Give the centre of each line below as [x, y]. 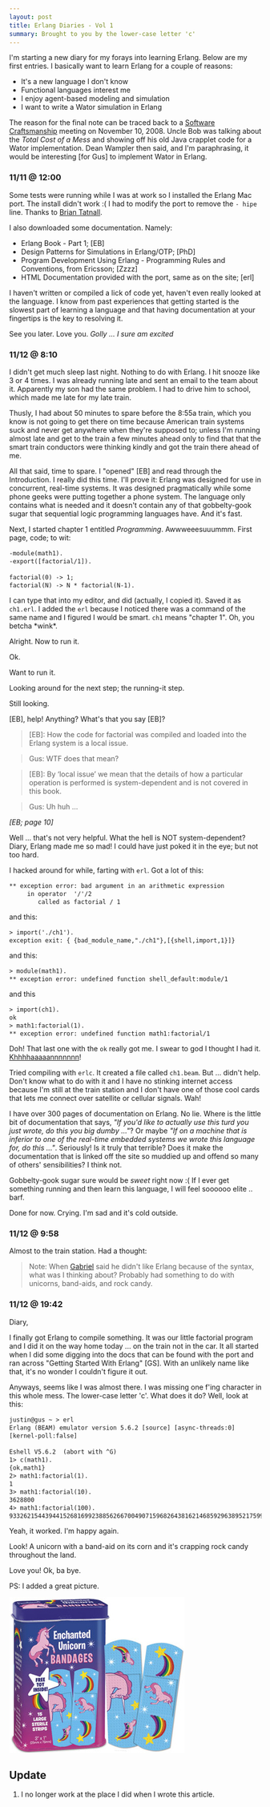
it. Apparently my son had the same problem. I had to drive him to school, [130, 389]
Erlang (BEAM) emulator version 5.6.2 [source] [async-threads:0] [122, 1428]
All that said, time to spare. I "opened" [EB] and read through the [116, 471]
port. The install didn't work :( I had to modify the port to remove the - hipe [133, 204]
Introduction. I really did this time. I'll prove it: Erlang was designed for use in [135, 479]
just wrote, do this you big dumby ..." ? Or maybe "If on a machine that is [128, 1131]
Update [28, 1775]
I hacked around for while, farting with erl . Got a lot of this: [107, 870]
